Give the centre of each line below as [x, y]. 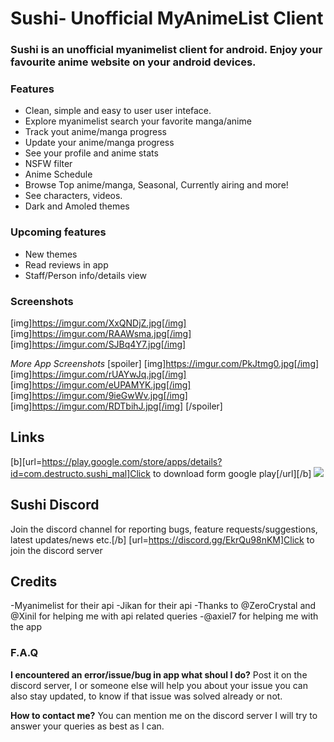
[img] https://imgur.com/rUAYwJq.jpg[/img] [98, 374]
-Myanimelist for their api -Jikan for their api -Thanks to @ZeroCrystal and [163, 606]
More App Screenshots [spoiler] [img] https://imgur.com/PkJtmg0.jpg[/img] [165, 363]
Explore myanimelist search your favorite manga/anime [138, 121]
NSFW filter [48, 164]
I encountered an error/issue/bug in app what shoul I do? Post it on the [159, 674]
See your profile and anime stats [91, 153]
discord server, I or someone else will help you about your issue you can [159, 685]
